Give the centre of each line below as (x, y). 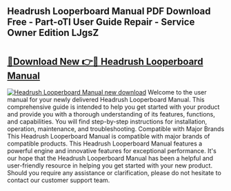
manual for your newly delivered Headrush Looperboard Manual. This (106, 100)
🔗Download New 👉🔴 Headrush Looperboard (105, 61)
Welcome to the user (177, 92)
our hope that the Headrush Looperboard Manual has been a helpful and (110, 158)
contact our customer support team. (59, 180)
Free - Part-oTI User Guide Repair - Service (101, 22)
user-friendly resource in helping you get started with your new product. (110, 165)
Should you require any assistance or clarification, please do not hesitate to (114, 173)
